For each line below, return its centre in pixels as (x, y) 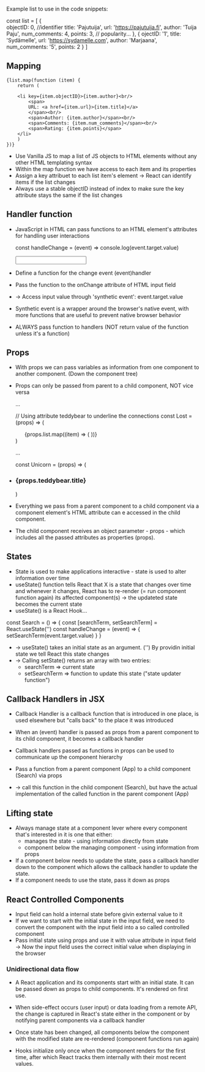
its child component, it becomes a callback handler (79, 739)
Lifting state (30, 813)
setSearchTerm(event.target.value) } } (54, 635)
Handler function (39, 214)
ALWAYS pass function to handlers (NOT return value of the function (102, 327)
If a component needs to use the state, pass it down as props (92, 880)
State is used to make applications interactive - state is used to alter (101, 571)
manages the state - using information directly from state (96, 841)
